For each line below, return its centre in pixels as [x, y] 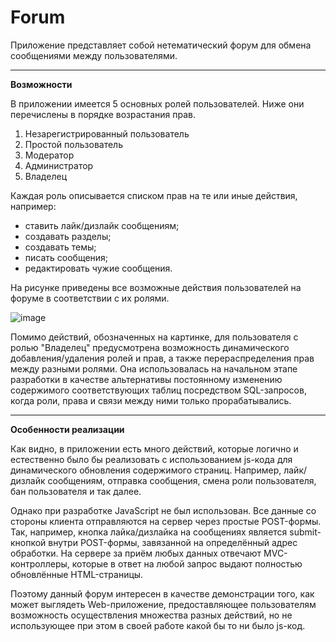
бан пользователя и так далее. [76, 491]
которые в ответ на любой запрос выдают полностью [187, 563]
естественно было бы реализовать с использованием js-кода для [151, 459]
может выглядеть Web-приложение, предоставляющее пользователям [163, 604]
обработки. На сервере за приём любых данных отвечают [136, 553]
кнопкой [28, 542]
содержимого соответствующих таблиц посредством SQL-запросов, [158, 390]
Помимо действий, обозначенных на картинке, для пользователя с [154, 337]
